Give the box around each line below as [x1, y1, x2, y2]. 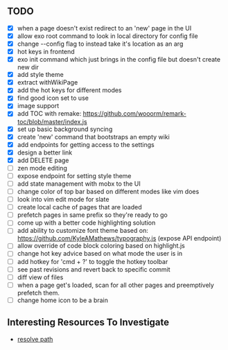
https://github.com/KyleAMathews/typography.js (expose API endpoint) [17, 234, 222, 243]
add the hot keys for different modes [17, 86, 123, 94]
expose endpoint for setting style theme [17, 171, 132, 180]
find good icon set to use [17, 94, 89, 103]
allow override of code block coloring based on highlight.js [17, 242, 185, 250]
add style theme [17, 71, 64, 79]
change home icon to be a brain [17, 296, 109, 304]
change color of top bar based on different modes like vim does [17, 187, 200, 195]
